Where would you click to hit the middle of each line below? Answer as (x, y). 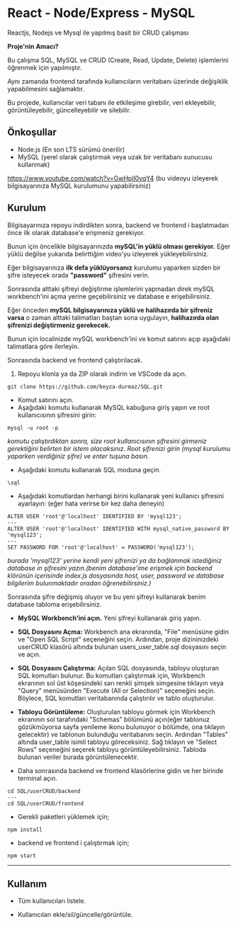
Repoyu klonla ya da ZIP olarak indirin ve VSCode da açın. (102, 374)
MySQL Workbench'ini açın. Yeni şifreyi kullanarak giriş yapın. (109, 618)
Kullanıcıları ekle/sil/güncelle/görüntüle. (75, 915)
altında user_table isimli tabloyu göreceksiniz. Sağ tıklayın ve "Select (117, 742)
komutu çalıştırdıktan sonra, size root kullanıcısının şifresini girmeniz (107, 441)
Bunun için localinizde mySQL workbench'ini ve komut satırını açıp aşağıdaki (119, 338)
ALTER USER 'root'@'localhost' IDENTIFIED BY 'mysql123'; (95, 516)
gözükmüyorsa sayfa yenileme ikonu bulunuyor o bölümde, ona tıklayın (121, 726)
